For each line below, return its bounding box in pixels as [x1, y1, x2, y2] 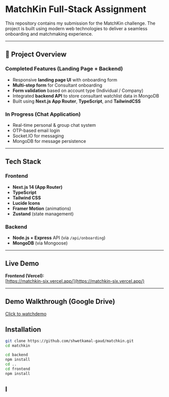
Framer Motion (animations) [12, 205, 71, 211]
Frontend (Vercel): [5, 273, 44, 279]
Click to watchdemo [5, 310, 47, 316]
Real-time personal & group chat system [12, 122, 97, 128]
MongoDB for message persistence [12, 138, 87, 144]
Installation [5, 325, 41, 334]
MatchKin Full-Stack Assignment [5, 4, 147, 15]
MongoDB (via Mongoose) [12, 240, 68, 246]
